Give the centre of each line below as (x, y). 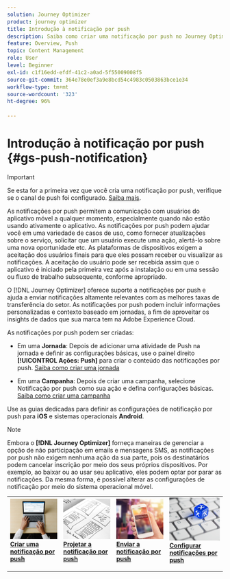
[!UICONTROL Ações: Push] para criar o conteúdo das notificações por (118, 360)
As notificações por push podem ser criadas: (71, 332)
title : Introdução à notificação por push (68, 29)
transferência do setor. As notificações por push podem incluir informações (114, 304)
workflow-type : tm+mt (38, 87)
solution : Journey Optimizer (49, 14)
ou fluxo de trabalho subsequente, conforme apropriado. (87, 276)
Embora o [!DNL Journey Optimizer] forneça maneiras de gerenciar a (105, 442)
